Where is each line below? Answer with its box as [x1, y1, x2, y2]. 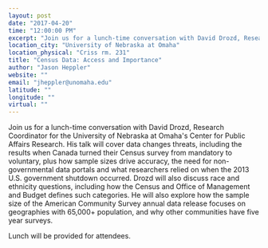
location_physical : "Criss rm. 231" [8, 49, 130, 57]
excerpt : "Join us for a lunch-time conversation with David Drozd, [8, 33, 241, 42]
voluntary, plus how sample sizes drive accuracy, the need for [8, 156, 212, 166]
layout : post [8, 11, 52, 20]
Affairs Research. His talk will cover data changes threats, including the [8, 140, 242, 149]
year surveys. [8, 216, 53, 226]
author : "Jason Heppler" [8, 64, 91, 72]
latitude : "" [8, 85, 52, 94]
